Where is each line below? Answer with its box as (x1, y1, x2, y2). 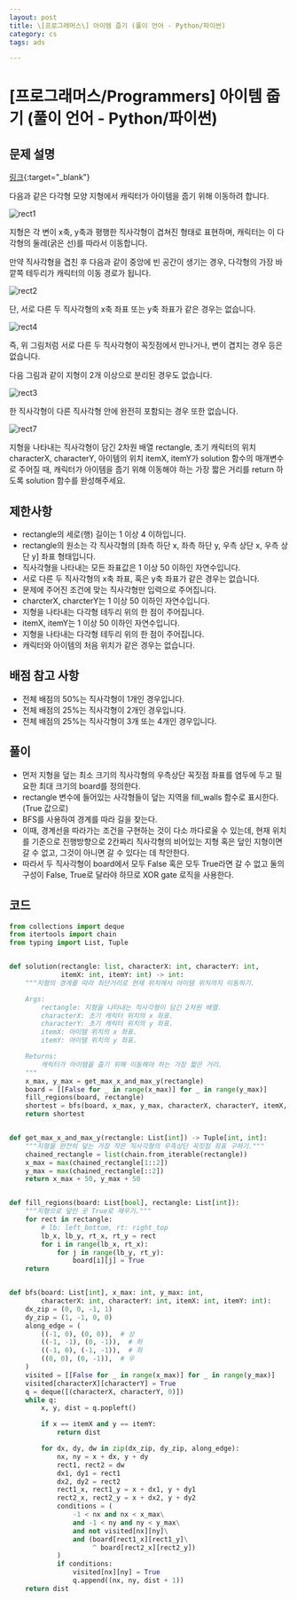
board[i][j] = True (72, 1257, 145, 1265)
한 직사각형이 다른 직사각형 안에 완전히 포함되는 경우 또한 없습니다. (9, 406, 238, 417)
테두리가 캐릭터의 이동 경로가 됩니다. (25, 268, 152, 279)
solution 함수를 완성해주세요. (25, 476, 126, 486)
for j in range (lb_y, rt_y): (56, 1248, 165, 1257)
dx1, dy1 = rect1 (56, 1469, 121, 1478)
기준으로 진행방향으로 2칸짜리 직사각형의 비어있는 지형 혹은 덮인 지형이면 (31, 836, 283, 847)
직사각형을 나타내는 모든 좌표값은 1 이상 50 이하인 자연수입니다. (21, 563, 241, 573)
